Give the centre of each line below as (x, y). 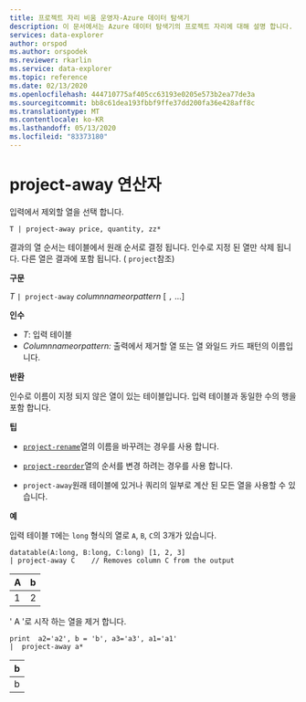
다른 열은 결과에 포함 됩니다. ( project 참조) (98, 258)
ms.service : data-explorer (61, 69)
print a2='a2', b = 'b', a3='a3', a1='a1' (94, 639)
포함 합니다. (31, 407)
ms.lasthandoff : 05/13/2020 (63, 129)
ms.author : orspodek (49, 52)
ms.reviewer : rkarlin (51, 60)
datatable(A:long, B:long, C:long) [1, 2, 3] (97, 552)
